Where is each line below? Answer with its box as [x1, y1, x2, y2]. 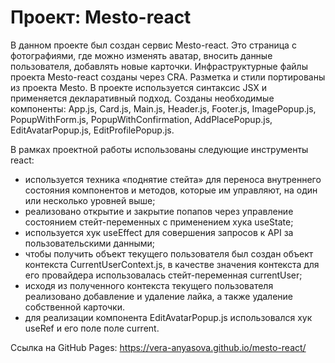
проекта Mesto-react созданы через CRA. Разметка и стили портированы [10, 71, 326, 83]
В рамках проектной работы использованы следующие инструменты [10, 143, 309, 155]
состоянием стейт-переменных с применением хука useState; [24, 216, 294, 228]
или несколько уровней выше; [24, 194, 156, 206]
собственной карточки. [24, 301, 125, 313]
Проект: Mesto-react [10, 6, 192, 29]
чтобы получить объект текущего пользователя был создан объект [24, 247, 314, 260]
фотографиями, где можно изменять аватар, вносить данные [10, 49, 273, 61]
